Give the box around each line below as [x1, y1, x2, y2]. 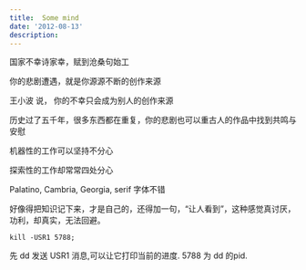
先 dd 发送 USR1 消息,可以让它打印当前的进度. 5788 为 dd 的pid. [9, 250, 248, 261]
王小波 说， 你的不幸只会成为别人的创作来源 [9, 95, 174, 106]
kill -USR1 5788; [9, 234, 76, 243]
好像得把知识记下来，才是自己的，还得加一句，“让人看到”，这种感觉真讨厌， [9, 203, 296, 214]
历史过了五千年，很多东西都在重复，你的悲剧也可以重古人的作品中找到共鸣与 [9, 115, 297, 126]
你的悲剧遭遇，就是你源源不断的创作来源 [9, 76, 161, 87]
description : [9, 30, 59, 39]
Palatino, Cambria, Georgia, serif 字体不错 [9, 184, 166, 195]
